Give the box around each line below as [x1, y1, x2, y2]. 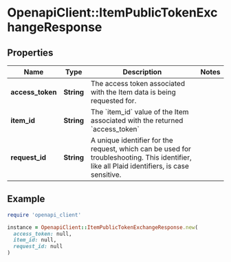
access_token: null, [13, 230, 72, 237]
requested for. [90, 96, 137, 105]
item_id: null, [13, 237, 57, 243]
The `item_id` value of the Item [90, 107, 189, 116]
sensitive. [90, 170, 122, 179]
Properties [7, 47, 54, 58]
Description [122, 67, 162, 76]
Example [7, 193, 45, 205]
